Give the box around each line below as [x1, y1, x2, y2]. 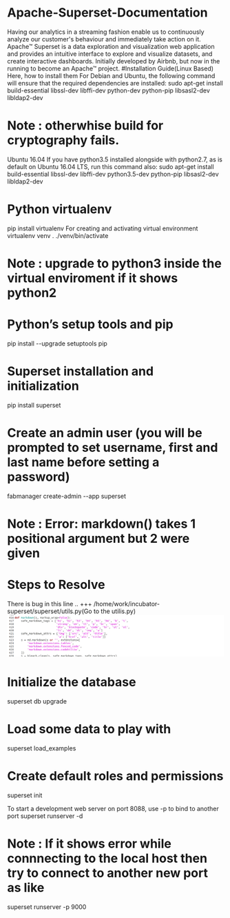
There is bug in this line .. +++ [7, 599, 92, 608]
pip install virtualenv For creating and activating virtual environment [7, 224, 198, 232]
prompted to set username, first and [7, 440, 218, 456]
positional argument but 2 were [7, 531, 190, 546]
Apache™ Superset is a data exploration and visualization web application [7, 42, 215, 50]
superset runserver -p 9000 [7, 902, 87, 911]
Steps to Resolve [7, 577, 105, 592]
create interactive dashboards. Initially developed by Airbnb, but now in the [7, 57, 220, 65]
